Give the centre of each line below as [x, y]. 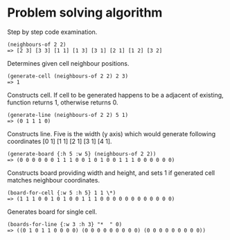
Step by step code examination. [52, 32]
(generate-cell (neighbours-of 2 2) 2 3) [68, 76]
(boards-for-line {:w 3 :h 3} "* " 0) [65, 224]
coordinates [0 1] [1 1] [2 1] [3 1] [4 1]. [60, 141]
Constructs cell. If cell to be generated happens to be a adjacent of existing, [115, 95]
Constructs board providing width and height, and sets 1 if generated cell [111, 173]
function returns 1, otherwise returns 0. [63, 102]
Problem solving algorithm [85, 13]
